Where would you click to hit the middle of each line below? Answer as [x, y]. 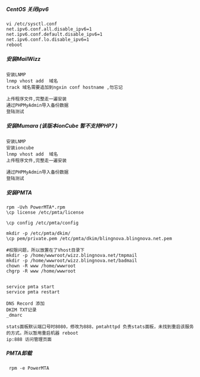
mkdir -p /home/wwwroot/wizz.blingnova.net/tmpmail [72, 255]
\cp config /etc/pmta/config [42, 223]
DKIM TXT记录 [21, 310]
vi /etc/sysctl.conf [32, 24]
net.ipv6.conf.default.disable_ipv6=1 [54, 34]
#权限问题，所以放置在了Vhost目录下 [45, 250]
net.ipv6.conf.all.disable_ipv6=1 [49, 29]
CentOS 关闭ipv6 [27, 9]
